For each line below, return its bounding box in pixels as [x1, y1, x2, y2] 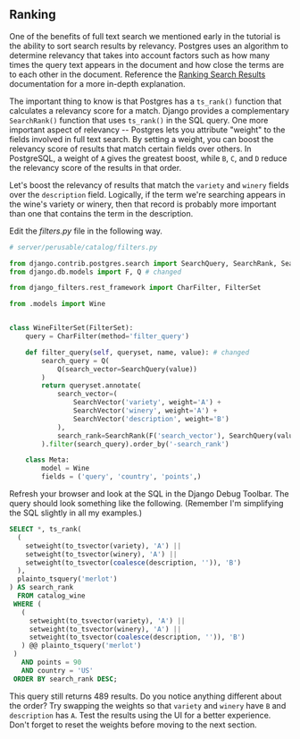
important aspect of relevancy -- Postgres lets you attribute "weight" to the [9, 124, 286, 135]
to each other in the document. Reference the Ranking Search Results [9, 69, 266, 80]
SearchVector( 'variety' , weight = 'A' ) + [72, 398, 221, 407]
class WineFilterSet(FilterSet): [9, 324, 134, 333]
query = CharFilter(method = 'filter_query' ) [25, 332, 190, 341]
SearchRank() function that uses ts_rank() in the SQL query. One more [9, 115, 269, 125]
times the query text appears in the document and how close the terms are [9, 59, 284, 70]
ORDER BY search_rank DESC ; [12, 675, 118, 684]
